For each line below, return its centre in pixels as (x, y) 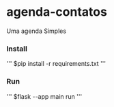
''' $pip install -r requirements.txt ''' (56, 64)
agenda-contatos (57, 12)
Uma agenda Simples (36, 31)
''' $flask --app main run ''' (44, 96)
